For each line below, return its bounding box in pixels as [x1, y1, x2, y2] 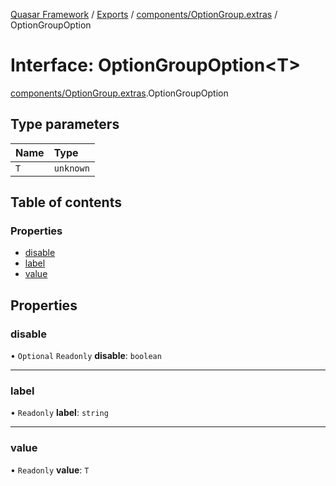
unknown [53, 162, 90, 174]
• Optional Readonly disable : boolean [10, 350, 162, 362]
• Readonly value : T [10, 464, 90, 476]
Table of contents [10, 194, 122, 211]
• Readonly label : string [10, 407, 109, 419]
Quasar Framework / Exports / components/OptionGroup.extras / [10, 9, 278, 20]
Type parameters [10, 116, 120, 133]
